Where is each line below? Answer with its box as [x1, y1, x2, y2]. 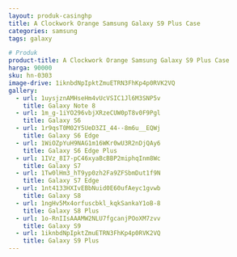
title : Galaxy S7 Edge [23, 177, 99, 185]
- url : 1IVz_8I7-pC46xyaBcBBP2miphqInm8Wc [15, 154, 161, 162]
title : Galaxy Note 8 [23, 102, 95, 110]
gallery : [8, 86, 38, 95]
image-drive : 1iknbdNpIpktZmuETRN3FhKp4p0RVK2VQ [8, 78, 176, 87]
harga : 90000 [8, 64, 53, 73]
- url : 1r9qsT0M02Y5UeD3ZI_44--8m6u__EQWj [15, 124, 161, 133]
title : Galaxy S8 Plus [23, 207, 99, 215]
